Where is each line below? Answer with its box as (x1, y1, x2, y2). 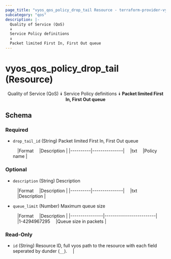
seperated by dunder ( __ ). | (12, 248, 75, 254)
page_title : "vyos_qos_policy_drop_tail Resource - (5, 7, 117, 13)
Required (5, 126, 28, 133)
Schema (5, 111, 32, 120)
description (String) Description (12, 177, 80, 184)
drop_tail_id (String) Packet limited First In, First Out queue (12, 138, 139, 144)
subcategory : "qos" (5, 12, 47, 17)
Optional (5, 166, 27, 173)
